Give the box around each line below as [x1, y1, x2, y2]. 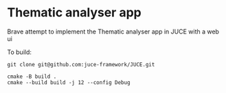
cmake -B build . [7, 73, 57, 80]
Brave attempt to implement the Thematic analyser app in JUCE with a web [7, 27, 220, 36]
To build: [7, 48, 32, 56]
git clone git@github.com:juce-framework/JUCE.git [7, 61, 155, 68]
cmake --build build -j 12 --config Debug [7, 79, 131, 86]
